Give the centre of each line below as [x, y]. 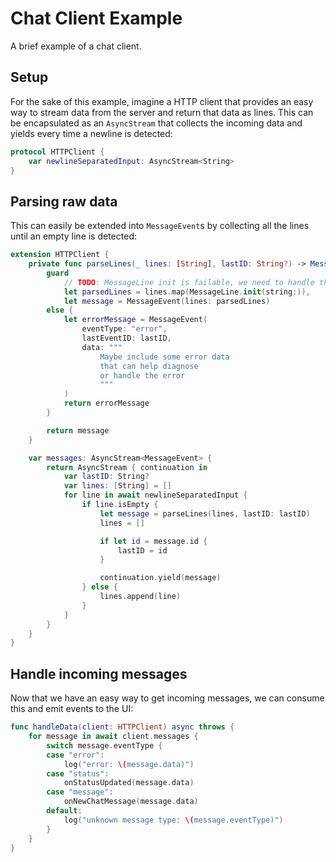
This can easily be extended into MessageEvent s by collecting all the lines [160, 226]
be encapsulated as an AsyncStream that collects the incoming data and [156, 123]
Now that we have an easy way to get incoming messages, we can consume [167, 698]
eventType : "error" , [124, 329]
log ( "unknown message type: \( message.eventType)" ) [173, 820]
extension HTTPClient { [60, 255]
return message [78, 430]
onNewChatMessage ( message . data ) [131, 802]
